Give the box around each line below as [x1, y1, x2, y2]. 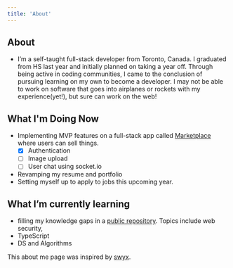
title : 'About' [7, 10, 52, 18]
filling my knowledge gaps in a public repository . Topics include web [17, 217, 215, 225]
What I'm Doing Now [7, 113, 100, 125]
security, [17, 224, 44, 233]
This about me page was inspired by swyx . [7, 253, 131, 261]
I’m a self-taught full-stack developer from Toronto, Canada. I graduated [17, 55, 227, 63]
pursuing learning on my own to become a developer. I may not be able [17, 77, 223, 86]
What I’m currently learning [7, 198, 131, 210]
